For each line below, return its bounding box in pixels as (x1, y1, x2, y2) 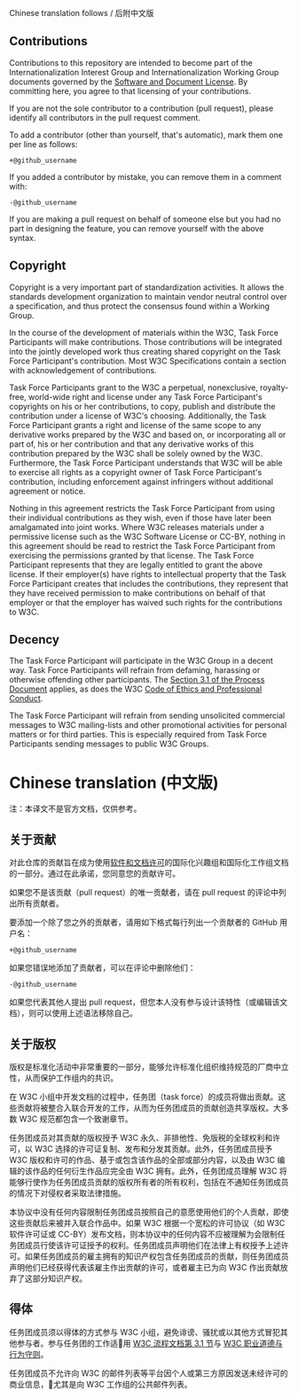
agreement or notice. (9, 486, 86, 496)
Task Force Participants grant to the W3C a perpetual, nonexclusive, (9, 382, 259, 393)
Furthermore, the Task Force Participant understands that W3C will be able (9, 457, 283, 468)
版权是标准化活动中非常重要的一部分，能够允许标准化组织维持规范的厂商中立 (9, 1062, 289, 1072)
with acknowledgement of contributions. (9, 364, 157, 375)
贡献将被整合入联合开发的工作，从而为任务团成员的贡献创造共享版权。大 (16, 1103, 281, 1113)
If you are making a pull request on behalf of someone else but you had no (9, 214, 281, 224)
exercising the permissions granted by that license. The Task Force (9, 550, 255, 560)
